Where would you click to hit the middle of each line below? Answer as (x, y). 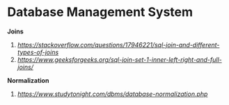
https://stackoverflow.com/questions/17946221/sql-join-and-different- (118, 45)
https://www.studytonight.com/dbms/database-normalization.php (112, 94)
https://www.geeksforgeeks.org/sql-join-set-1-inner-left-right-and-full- (119, 59)
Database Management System (100, 12)
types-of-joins (38, 52)
